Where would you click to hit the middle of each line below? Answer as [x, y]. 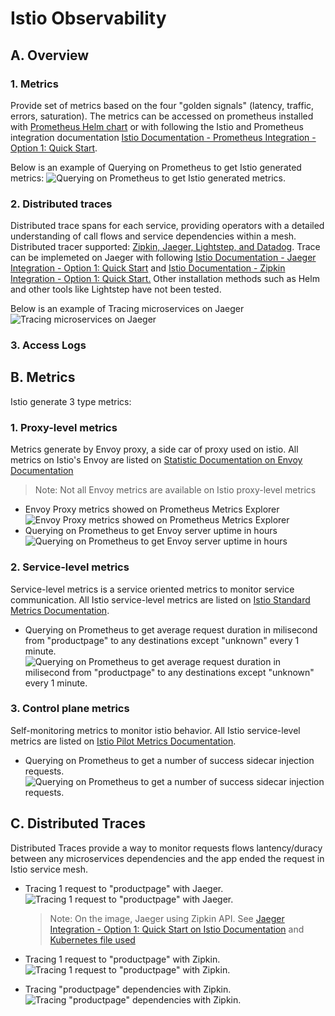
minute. [40, 651]
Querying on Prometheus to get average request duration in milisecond [171, 629]
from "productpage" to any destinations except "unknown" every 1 [162, 640]
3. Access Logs [48, 345]
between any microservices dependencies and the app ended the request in [167, 858]
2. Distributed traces [61, 204]
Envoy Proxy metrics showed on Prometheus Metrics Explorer [152, 509]
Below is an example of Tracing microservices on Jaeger [127, 309]
